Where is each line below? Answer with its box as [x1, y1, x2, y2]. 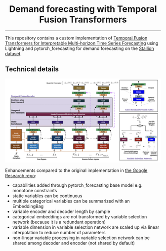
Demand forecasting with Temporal [9, 3, 157, 15]
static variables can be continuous [12, 193, 83, 199]
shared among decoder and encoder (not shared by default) [12, 240, 135, 246]
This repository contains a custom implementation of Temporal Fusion [5, 35, 148, 41]
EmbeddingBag [12, 203, 44, 209]
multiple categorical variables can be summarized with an [12, 198, 130, 204]
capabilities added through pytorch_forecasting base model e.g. [12, 182, 143, 188]
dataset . [5, 50, 22, 56]
